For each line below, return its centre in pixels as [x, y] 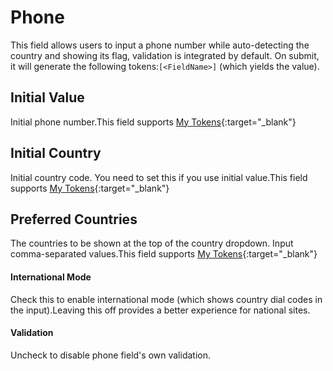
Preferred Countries [74, 219]
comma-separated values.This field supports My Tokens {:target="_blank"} [164, 254]
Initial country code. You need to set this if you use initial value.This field [159, 177]
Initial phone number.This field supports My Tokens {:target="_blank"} [153, 122]
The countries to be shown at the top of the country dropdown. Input [152, 243]
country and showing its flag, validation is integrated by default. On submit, [165, 55]
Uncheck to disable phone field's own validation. [110, 355]
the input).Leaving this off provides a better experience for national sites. [160, 310]
